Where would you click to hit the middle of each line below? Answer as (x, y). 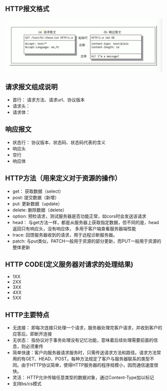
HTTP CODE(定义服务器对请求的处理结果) (69, 264)
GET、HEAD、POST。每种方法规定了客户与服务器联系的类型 (88, 359)
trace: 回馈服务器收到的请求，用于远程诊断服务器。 (65, 235)
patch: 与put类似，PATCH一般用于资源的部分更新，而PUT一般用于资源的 (87, 241)
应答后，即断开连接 (32, 334)
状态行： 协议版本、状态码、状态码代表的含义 (59, 142)
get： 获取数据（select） (38, 191)
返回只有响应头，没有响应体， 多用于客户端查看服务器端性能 (74, 229)
